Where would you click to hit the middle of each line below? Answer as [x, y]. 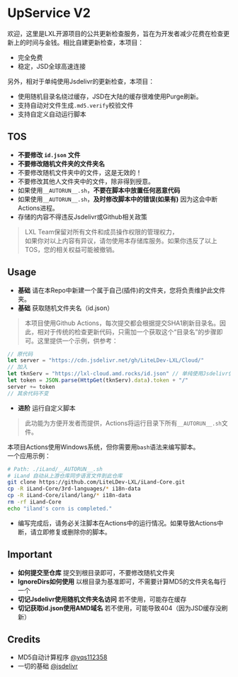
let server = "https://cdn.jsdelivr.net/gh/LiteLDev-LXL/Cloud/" [106, 360]
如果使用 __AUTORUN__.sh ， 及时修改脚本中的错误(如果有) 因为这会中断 [118, 199]
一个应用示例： [29, 455]
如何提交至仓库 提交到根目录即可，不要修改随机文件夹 [96, 572]
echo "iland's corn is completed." [60, 508]
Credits [24, 640]
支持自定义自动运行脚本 [52, 114]
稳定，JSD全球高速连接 [52, 66]
